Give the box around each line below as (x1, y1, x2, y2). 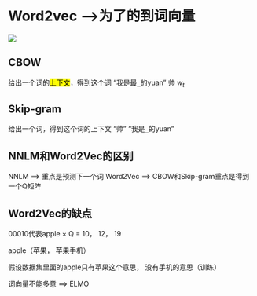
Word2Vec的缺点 (8, 206, 93, 220)
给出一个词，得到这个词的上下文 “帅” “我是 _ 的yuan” (8, 124, 174, 133)
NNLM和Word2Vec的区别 (8, 149, 134, 163)
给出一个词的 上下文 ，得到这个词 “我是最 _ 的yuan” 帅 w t (8, 78, 185, 89)
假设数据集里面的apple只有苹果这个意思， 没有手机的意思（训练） (8, 262, 222, 272)
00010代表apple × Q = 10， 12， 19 (8, 228, 122, 238)
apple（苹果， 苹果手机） (8, 245, 90, 255)
